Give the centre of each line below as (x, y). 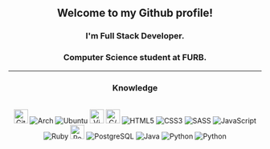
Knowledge (135, 87)
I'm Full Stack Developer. (135, 36)
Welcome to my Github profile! (135, 13)
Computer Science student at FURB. (135, 58)
